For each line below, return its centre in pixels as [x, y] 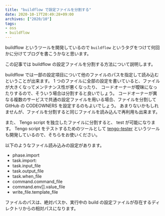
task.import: [24, 161]
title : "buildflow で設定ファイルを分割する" [48, 10]
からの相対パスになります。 [50, 208]
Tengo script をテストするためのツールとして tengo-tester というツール [87, 129]
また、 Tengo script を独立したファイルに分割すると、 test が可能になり [78, 122]
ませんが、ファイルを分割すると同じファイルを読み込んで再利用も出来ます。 [83, 112]
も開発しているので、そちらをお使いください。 [53, 135]
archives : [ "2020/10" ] [28, 19]
